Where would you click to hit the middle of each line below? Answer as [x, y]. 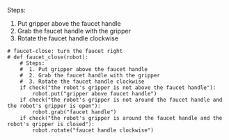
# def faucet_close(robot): [48, 57]
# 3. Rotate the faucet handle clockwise [82, 81]
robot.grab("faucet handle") [74, 112]
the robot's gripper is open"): [54, 106]
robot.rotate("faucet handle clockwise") [93, 130]
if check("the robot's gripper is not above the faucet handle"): [118, 88]
